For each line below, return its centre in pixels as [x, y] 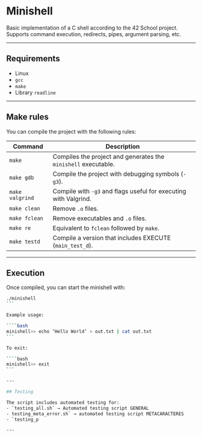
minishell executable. [84, 164]
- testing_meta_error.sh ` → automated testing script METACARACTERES [95, 414]
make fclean [26, 218]
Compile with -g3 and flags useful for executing [119, 191]
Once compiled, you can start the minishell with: [66, 288]
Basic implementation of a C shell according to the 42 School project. [92, 28]
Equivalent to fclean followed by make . [106, 228]
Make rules [28, 117]
